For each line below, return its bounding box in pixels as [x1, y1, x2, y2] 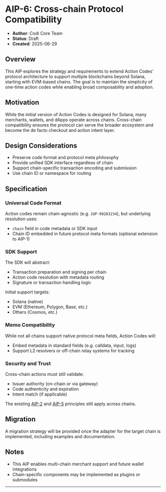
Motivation [5, 98, 40, 107]
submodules [12, 477, 38, 483]
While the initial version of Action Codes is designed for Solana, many [5, 111, 147, 117]
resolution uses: [5, 216, 38, 222]
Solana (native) [12, 299, 43, 305]
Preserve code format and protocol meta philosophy [12, 155, 119, 161]
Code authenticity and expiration [12, 386, 79, 392]
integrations [12, 466, 37, 472]
